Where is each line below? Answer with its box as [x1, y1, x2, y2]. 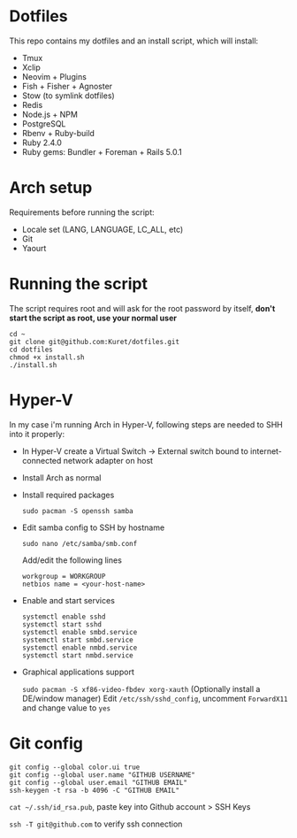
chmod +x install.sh [9, 352, 86, 362]
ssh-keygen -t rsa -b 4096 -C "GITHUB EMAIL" [9, 786, 179, 795]
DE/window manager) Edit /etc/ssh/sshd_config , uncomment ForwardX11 [21, 693, 288, 703]
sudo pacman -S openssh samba [21, 506, 134, 515]
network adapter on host [63, 455, 153, 465]
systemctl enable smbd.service [21, 627, 138, 636]
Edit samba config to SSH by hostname [21, 522, 165, 533]
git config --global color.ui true [9, 763, 141, 772]
